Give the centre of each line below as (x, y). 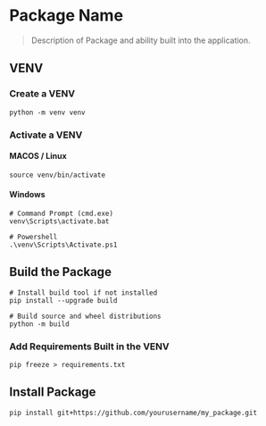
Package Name (66, 16)
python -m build (39, 324)
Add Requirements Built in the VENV (89, 347)
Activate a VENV (46, 135)
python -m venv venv (48, 113)
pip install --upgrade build (63, 300)
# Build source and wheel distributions (86, 316)
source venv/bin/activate (57, 175)
